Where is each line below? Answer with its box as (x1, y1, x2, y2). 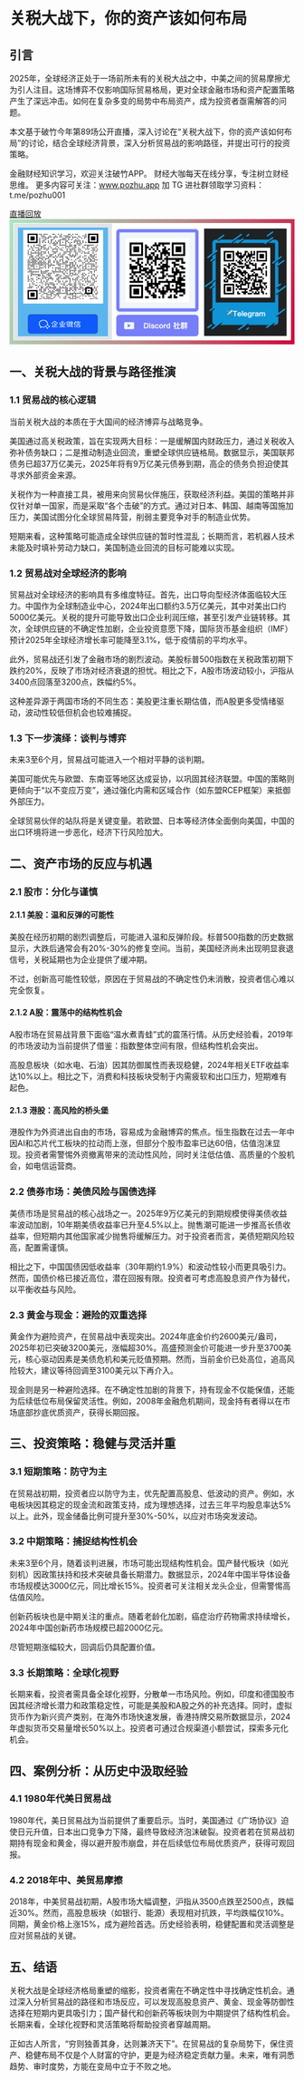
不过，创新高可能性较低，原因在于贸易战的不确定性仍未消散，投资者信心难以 (9, 973, 295, 984)
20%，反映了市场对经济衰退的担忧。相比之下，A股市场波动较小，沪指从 (24, 666, 294, 676)
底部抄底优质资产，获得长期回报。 (16, 1406, 145, 1417)
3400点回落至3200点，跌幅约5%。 (9, 676, 142, 687)
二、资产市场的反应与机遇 (9, 856, 152, 871)
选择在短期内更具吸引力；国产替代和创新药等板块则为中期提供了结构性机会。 (9, 2007, 295, 2018)
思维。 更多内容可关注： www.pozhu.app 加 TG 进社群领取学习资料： (9, 180, 265, 190)
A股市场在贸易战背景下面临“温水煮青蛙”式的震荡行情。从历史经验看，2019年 (9, 1029, 294, 1040)
